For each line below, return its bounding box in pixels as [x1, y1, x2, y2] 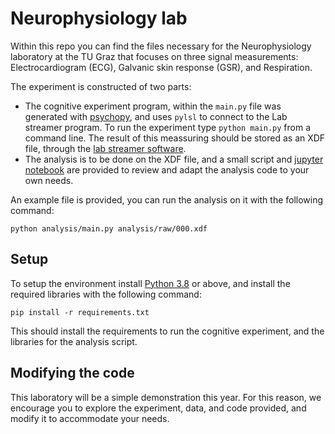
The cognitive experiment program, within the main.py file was [24, 100, 282, 112]
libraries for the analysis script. [10, 335, 138, 347]
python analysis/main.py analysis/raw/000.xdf [10, 223, 208, 234]
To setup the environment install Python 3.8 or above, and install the [10, 277, 291, 289]
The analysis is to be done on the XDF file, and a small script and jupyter [24, 153, 324, 165]
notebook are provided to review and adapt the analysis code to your [24, 163, 310, 176]
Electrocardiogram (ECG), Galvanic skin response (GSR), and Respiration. [10, 61, 313, 73]
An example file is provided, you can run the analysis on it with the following [10, 193, 324, 206]
